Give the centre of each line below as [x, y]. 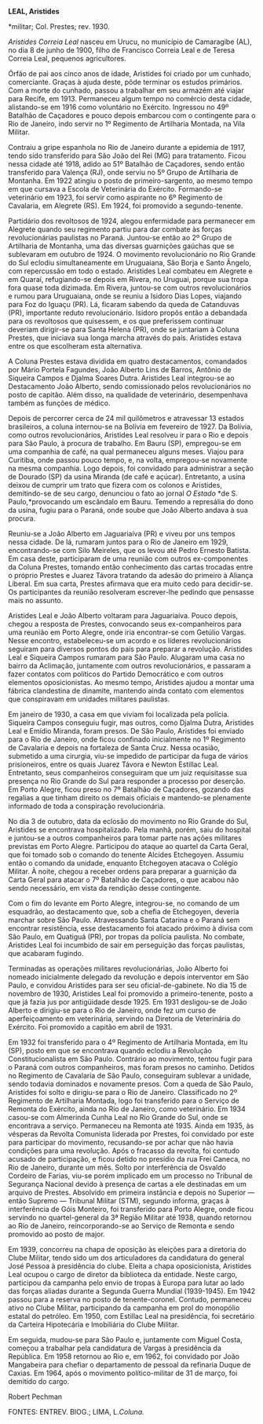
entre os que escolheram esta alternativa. [75, 346]
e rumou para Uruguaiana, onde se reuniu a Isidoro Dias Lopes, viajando [125, 296]
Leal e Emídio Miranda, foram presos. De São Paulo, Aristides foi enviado [126, 731]
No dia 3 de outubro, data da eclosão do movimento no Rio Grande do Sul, [128, 821]
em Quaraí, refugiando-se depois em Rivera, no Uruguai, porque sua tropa [128, 279]
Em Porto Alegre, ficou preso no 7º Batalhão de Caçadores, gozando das [126, 789]
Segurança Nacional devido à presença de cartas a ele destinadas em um [128, 1184]
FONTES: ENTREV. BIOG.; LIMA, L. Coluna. [77, 1412]
